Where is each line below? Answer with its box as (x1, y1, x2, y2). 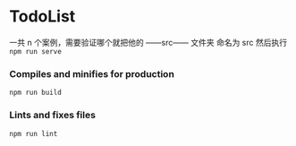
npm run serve (9, 47, 63, 56)
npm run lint (9, 129, 58, 138)
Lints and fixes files (9, 109, 97, 122)
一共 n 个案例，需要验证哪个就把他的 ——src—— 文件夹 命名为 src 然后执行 (9, 37, 288, 47)
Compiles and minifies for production (9, 67, 174, 80)
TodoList (9, 6, 76, 27)
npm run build (9, 88, 63, 98)
